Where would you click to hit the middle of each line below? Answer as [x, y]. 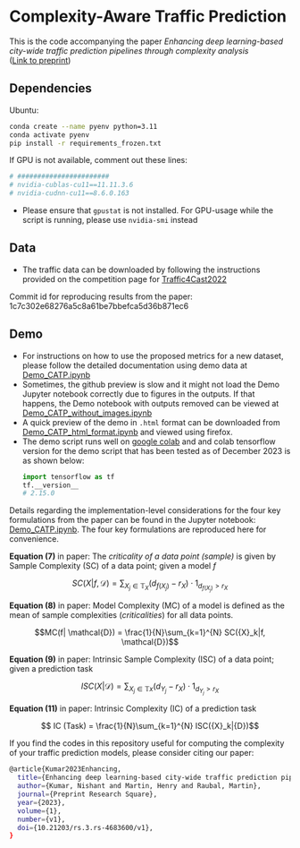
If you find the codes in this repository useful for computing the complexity [147, 743]
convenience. [34, 539]
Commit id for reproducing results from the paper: [101, 296]
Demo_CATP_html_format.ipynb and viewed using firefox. [128, 432]
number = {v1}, [42, 819]
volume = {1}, [40, 811]
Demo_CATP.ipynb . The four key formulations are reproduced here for [138, 529]
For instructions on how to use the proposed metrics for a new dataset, [153, 355]
